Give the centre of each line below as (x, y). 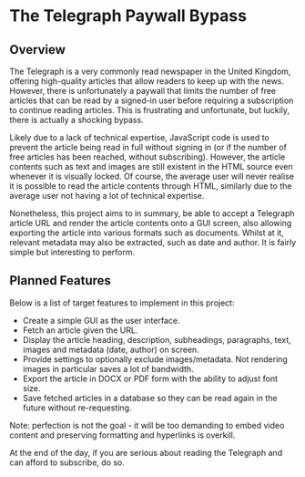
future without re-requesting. (77, 408)
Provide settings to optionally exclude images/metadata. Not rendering (155, 359)
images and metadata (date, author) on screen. (111, 349)
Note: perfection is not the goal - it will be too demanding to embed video (147, 425)
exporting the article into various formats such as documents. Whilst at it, (147, 233)
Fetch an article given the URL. (80, 330)
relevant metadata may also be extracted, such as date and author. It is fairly (153, 242)
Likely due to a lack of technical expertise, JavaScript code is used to (140, 137)
